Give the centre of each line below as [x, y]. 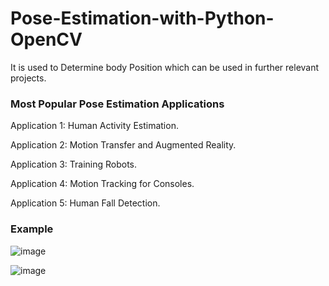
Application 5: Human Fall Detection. [85, 203]
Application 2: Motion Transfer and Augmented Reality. [123, 145]
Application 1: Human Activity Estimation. [94, 126]
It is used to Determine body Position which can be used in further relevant [165, 67]
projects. [28, 78]
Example [32, 229]
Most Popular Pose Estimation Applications [117, 104]
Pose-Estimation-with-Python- [142, 18]
